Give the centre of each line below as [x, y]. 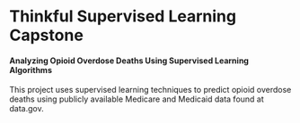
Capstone [46, 35]
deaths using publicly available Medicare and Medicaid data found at [137, 99]
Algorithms [31, 70]
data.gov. [26, 109]
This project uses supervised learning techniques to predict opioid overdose [150, 90]
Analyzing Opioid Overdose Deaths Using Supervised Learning [129, 61]
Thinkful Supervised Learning [123, 16]
